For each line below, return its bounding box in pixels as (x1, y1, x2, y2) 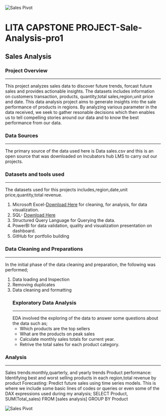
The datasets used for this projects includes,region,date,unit (5, 187, 128, 193)
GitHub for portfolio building (12, 233, 70, 239)
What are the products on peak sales (19, 331, 95, 337)
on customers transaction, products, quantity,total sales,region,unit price (5, 93, 153, 99)
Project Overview (5, 67, 48, 74)
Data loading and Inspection (12, 276, 70, 282)
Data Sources (5, 132, 39, 139)
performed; (5, 266, 29, 272)
